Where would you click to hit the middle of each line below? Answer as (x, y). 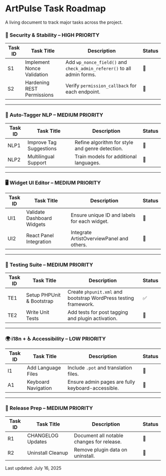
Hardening (37, 83)
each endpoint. (83, 92)
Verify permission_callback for (101, 86)
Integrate (81, 232)
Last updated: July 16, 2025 (33, 468)
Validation (37, 74)
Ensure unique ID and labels (103, 215)
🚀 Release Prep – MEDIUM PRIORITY (49, 408)
